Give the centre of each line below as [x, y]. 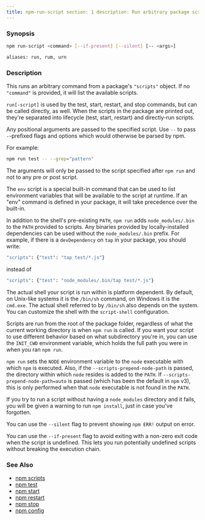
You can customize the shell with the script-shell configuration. [88, 311]
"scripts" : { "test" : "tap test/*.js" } [56, 258]
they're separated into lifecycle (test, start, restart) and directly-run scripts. [101, 117]
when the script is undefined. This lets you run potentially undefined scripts [101, 442]
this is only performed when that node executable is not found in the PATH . [98, 387]
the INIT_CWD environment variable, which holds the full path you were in [97, 343]
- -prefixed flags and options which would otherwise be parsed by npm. [96, 136]
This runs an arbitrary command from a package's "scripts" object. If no [98, 86]
